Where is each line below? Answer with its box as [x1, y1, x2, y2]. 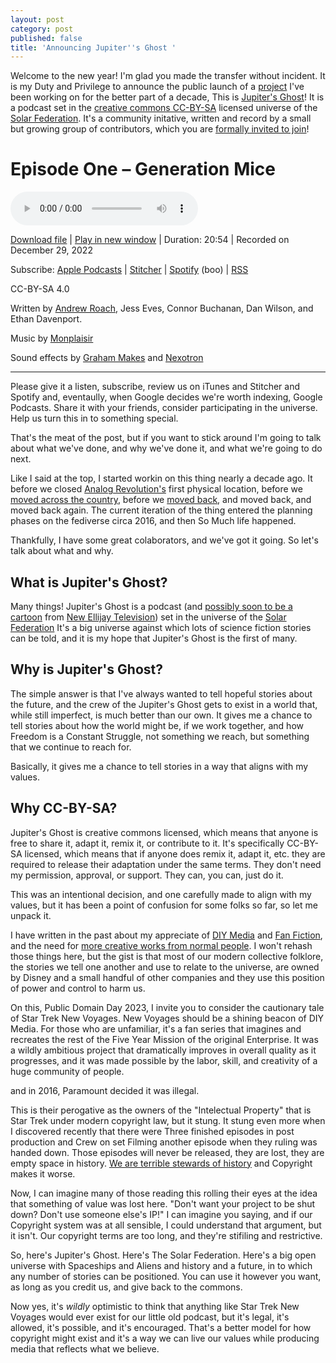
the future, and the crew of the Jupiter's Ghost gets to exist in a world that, [10, 698, 318, 710]
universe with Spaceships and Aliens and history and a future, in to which [10, 1259, 313, 1271]
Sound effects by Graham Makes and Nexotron [10, 352, 204, 364]
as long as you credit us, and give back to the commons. [10, 1281, 243, 1293]
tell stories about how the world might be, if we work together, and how [10, 719, 304, 731]
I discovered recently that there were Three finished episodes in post [10, 1125, 295, 1137]
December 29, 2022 [10, 244, 93, 256]
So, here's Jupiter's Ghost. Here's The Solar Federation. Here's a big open [10, 1249, 317, 1261]
